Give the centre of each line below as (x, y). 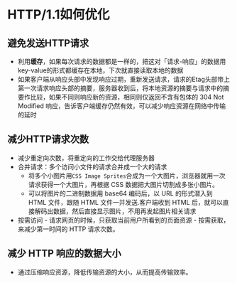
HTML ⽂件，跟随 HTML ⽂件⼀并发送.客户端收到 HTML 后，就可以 (126, 202)
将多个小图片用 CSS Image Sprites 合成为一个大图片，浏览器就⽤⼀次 (127, 176)
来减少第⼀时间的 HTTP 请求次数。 (68, 229)
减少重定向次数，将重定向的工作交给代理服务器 (86, 158)
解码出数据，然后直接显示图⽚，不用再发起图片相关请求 (115, 211)
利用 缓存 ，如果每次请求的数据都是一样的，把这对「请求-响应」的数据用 (122, 62)
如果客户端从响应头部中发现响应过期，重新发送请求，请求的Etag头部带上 (124, 79)
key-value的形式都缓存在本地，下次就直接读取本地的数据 (100, 70)
